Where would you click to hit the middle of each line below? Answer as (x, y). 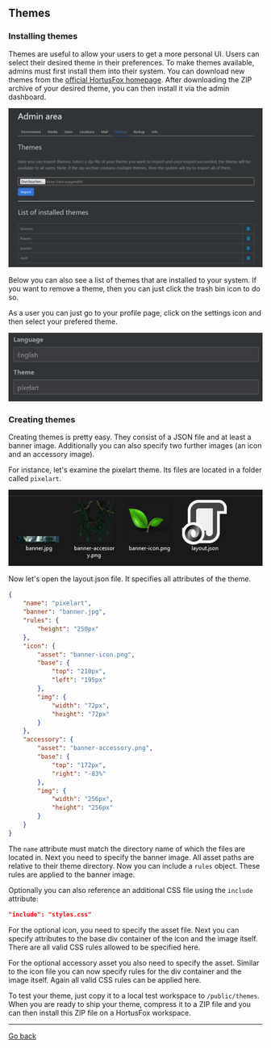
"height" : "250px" (68, 629)
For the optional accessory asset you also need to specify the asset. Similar (134, 962)
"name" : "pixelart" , (57, 604)
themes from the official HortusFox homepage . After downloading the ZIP (130, 79)
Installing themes (43, 36)
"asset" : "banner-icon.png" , (86, 654)
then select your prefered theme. (63, 321)
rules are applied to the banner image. (72, 874)
